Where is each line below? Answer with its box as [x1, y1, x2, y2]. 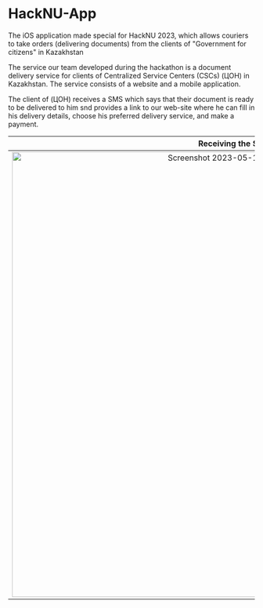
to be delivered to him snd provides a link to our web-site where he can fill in [8, 103, 255, 112]
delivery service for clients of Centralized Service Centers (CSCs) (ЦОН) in [8, 71, 250, 80]
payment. [8, 119, 39, 129]
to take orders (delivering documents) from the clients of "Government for [8, 38, 247, 48]
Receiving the [198, 138, 251, 149]
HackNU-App [8, 5, 97, 23]
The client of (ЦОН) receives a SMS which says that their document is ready [8, 94, 254, 104]
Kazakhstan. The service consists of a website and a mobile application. [8, 79, 241, 89]
